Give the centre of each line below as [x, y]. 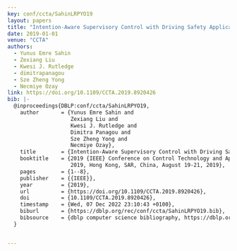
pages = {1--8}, [55, 171]
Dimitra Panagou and [101, 132]
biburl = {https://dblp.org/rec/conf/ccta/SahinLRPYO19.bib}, [123, 211]
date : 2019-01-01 [33, 34]
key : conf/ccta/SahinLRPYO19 [50, 14]
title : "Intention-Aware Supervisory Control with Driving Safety [107, 27]
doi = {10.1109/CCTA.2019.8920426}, [88, 198]
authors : [20, 47]
